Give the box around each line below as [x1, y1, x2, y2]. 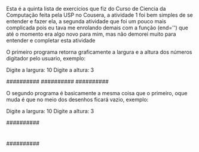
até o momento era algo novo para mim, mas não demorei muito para [6, 31, 176, 38]
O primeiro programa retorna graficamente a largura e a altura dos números [6, 48, 192, 56]
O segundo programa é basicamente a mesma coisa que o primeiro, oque [6, 90, 188, 96]
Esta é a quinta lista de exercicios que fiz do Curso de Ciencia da [6, 5, 166, 12]
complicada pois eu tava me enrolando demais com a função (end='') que [6, 24, 188, 31]
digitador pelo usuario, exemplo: [6, 55, 86, 62]
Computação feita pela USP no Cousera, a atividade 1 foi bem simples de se [6, 11, 193, 19]
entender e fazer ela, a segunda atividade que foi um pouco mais [6, 18, 166, 25]
